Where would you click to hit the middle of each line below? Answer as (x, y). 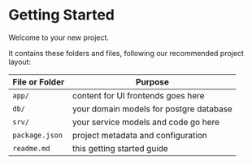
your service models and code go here (146, 122)
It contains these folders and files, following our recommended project (126, 53)
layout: (20, 62)
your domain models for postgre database (152, 109)
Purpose (152, 81)
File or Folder (39, 81)
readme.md (31, 148)
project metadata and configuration (139, 135)
